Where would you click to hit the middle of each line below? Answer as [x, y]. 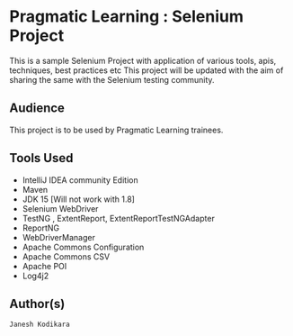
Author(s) [37, 304]
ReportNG [41, 228]
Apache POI [44, 266]
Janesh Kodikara [40, 325]
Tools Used [41, 158]
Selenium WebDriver [60, 208]
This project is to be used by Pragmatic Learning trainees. [116, 130]
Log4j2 [36, 276]
